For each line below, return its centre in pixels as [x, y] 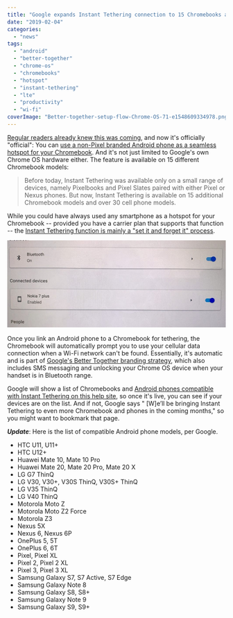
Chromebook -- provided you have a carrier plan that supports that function [115, 223]
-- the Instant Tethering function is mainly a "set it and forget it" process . [111, 230]
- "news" [26, 37]
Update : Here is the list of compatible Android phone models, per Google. [113, 432]
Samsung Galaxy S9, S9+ [53, 607]
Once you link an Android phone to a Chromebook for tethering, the [104, 339]
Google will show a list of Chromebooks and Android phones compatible [110, 389]
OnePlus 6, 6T [37, 548]
